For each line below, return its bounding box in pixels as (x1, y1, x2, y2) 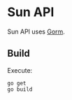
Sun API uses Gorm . (7, 27, 65, 36)
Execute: (7, 66, 33, 74)
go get (7, 80, 27, 87)
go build (7, 85, 33, 93)
